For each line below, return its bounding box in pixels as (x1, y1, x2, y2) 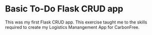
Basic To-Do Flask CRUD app (5, 3, 123, 14)
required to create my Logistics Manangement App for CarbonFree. (5, 24, 140, 30)
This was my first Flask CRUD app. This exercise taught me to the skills (5, 19, 147, 25)
